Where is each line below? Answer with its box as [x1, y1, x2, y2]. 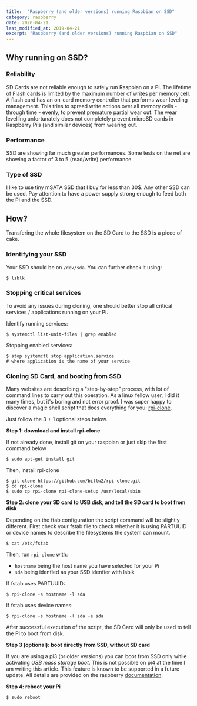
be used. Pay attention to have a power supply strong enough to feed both [6, 190, 186, 197]
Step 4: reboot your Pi [6, 683, 61, 690]
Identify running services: [6, 320, 68, 327]
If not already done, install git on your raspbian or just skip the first [6, 438, 168, 446]
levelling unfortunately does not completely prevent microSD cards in [6, 115, 174, 122]
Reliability [6, 70, 35, 79]
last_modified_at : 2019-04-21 [6, 25, 81, 31]
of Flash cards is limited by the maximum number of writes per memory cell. [6, 90, 191, 97]
